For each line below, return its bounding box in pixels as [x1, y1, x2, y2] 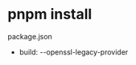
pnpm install [7, 6, 93, 23]
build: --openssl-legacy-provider [19, 47, 129, 57]
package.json [7, 31, 53, 41]
